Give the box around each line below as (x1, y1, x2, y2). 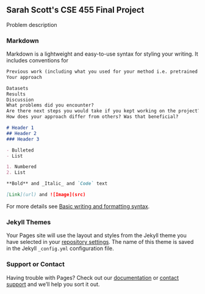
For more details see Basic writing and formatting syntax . (6, 202, 150, 210)
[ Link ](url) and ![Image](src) (6, 192, 86, 198)
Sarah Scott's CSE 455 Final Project (6, 5, 145, 15)
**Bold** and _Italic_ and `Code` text (6, 180, 108, 187)
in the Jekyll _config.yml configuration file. (6, 244, 114, 252)
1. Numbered (6, 164, 37, 170)
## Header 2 (6, 130, 37, 136)
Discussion (6, 97, 34, 103)
